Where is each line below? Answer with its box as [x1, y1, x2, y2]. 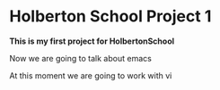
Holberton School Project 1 [9, 6, 212, 27]
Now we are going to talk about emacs [9, 53, 153, 63]
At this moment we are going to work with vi [9, 70, 172, 81]
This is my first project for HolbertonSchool [9, 36, 175, 46]
